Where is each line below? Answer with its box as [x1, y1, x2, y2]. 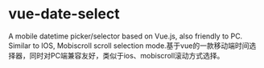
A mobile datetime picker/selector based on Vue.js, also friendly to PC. [8, 31, 243, 41]
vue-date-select [8, 5, 121, 23]
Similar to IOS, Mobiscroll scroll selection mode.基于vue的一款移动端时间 [8, 41, 250, 50]
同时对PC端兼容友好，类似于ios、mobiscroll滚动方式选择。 [29, 50, 225, 60]
